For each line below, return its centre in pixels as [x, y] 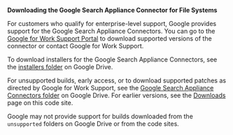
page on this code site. [40, 103]
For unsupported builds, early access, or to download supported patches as [116, 80]
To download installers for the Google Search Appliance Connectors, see [112, 59]
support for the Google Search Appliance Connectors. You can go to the [111, 31]
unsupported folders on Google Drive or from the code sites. [93, 124]
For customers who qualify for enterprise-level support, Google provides [112, 23]
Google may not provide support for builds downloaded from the [100, 116]
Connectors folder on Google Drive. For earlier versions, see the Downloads [116, 95]
